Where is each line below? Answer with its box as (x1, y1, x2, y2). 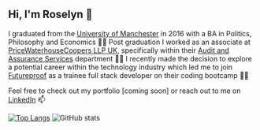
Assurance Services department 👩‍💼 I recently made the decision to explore (8, 54, 252, 63)
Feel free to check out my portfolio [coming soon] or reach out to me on (8, 86, 242, 95)
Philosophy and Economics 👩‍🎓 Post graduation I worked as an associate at (8, 37, 251, 46)
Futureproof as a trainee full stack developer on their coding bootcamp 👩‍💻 (8, 70, 250, 80)
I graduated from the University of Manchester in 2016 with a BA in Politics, (8, 28, 252, 38)
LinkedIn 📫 (8, 95, 46, 104)
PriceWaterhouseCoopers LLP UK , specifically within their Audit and (8, 45, 230, 55)
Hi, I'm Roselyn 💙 (8, 8, 93, 21)
